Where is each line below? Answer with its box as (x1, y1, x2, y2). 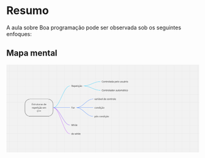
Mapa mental (6, 48, 58, 59)
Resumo (6, 4, 49, 18)
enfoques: (6, 30, 32, 37)
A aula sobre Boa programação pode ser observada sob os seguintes (6, 24, 182, 31)
